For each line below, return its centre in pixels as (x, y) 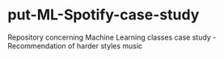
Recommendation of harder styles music (75, 45)
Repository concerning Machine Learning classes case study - (112, 37)
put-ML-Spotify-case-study (104, 15)
